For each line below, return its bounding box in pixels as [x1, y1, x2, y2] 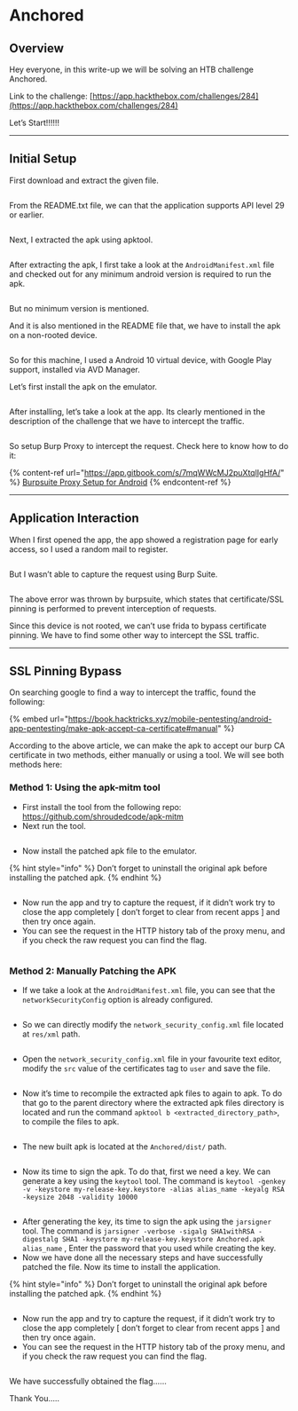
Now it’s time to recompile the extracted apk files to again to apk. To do [21, 1088, 283, 1099]
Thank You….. [9, 1393, 60, 1404]
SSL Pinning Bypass [9, 664, 122, 679]
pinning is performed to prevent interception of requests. [9, 603, 217, 613]
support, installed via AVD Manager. [9, 364, 140, 374]
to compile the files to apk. [21, 1116, 120, 1127]
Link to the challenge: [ [9, 91, 93, 101]
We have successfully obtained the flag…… [9, 1376, 167, 1387]
